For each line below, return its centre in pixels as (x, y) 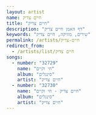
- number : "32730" (35, 86)
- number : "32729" (35, 63)
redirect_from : (26, 46)
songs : (15, 57)
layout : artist (26, 12)
